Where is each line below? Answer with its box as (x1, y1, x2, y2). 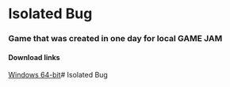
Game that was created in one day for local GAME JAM (8, 33, 223, 44)
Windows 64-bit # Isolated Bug (8, 70, 109, 80)
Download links (8, 52, 61, 62)
